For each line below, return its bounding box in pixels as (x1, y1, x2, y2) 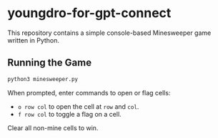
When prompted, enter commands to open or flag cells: (7, 88, 171, 97)
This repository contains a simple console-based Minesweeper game (7, 28, 212, 37)
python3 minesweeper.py (7, 75, 79, 83)
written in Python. (7, 36, 59, 44)
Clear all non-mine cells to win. (7, 123, 99, 132)
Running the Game (7, 57, 91, 69)
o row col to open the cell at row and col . (17, 102, 139, 111)
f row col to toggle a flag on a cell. (17, 110, 122, 118)
